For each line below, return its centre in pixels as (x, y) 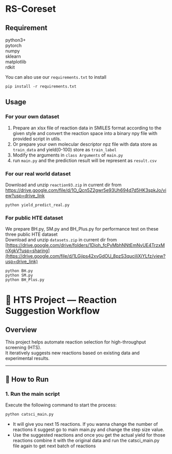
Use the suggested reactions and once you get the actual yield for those (89, 435)
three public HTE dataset (31, 234)
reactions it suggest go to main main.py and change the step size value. (89, 429)
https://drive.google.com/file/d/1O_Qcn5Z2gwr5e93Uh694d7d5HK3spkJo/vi (86, 190)
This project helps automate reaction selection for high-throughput (76, 342)
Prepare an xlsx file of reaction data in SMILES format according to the (87, 128)
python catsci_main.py (29, 414)
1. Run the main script (33, 394)
